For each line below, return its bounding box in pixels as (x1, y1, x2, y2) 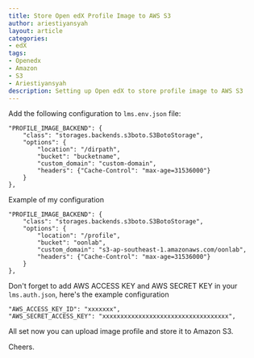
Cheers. (8, 342, 35, 352)
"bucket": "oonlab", (37, 239, 106, 247)
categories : (8, 34, 48, 43)
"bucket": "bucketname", (37, 152, 121, 161)
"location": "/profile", (37, 231, 121, 240)
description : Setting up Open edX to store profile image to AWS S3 (8, 86, 244, 95)
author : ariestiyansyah (8, 19, 89, 27)
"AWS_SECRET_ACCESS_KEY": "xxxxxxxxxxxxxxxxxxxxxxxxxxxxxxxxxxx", (8, 312, 236, 321)
